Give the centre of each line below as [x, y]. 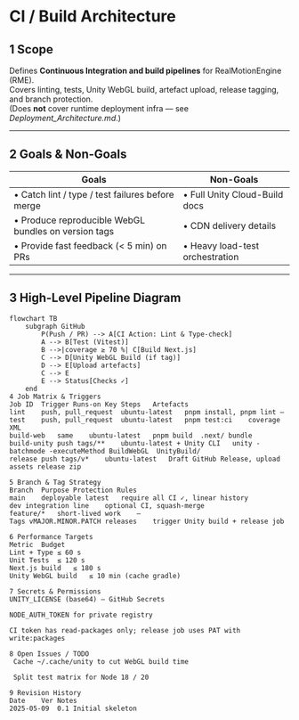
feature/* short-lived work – [75, 513]
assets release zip [45, 466]
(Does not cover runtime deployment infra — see [99, 108]
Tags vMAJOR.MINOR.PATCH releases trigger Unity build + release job [147, 521]
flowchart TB [33, 318]
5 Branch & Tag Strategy [55, 482]
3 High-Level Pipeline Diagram [95, 298]
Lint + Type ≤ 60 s [45, 552]
